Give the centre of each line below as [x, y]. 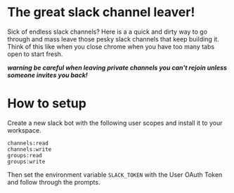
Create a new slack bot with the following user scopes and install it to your [115, 123]
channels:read [28, 143]
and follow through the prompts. [54, 182]
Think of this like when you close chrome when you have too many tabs [111, 46]
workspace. [24, 130]
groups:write [26, 161]
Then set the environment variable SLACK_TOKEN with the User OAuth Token [115, 174]
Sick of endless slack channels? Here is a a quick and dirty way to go [108, 32]
